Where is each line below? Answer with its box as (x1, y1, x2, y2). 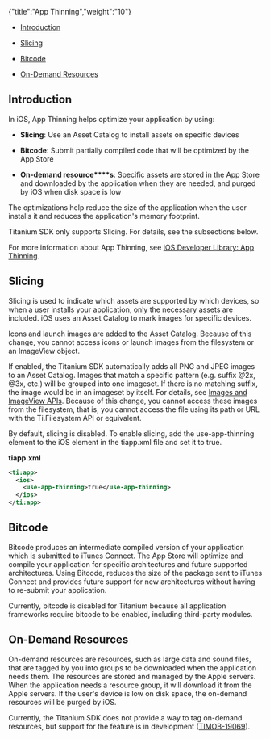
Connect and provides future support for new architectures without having (8, 577, 255, 586)
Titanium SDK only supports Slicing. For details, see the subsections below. (8, 226, 259, 237)
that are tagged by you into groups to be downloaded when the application (8, 662, 256, 673)
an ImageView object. (8, 346, 81, 355)
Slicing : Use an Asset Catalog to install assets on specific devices (19, 129, 239, 140)
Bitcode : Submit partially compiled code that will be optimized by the (19, 145, 250, 155)
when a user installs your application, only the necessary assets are (8, 304, 234, 314)
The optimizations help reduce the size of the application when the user (8, 202, 247, 212)
